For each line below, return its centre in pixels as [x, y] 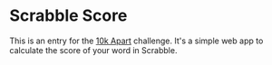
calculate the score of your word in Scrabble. [93, 50]
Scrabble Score [68, 16]
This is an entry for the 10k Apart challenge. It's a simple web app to [136, 41]
